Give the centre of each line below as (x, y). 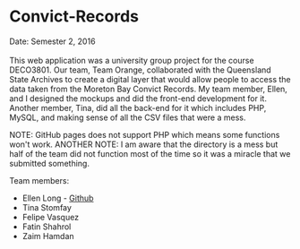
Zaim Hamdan (48, 236)
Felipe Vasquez (50, 217)
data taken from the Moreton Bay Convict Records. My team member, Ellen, (149, 89)
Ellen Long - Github (58, 198)
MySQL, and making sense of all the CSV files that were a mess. (128, 117)
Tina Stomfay (47, 207)
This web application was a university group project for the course (132, 60)
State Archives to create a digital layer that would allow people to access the (150, 79)
